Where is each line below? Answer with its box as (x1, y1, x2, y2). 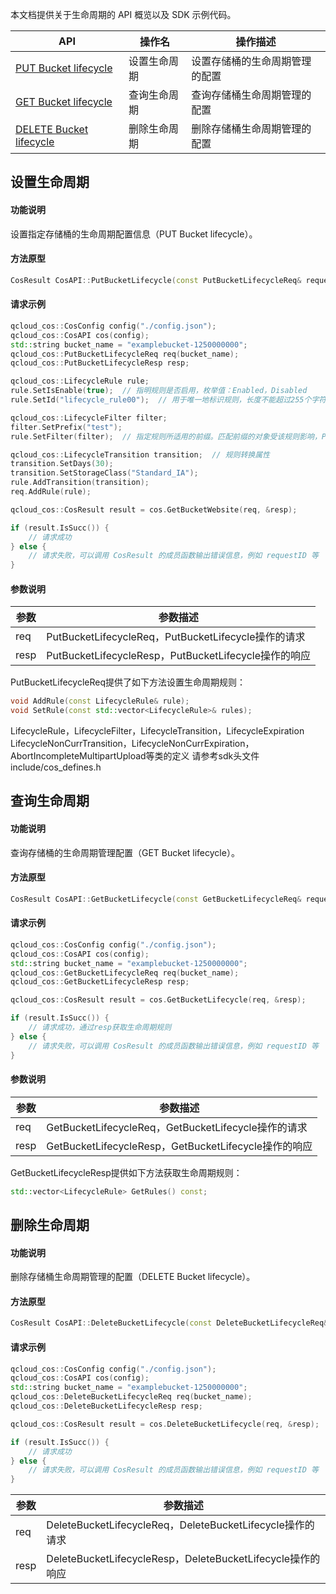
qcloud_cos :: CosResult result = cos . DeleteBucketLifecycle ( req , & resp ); (10, 1419, 320, 1429)
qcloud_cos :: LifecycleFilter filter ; (10, 413, 168, 423)
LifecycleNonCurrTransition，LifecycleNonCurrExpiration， (10, 738, 255, 750)
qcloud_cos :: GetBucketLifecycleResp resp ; (10, 977, 190, 987)
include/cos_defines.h (10, 761, 102, 773)
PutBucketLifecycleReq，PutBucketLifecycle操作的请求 (46, 630, 306, 644)
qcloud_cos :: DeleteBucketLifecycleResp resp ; (10, 1401, 203, 1412)
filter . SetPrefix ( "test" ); (10, 422, 123, 432)
